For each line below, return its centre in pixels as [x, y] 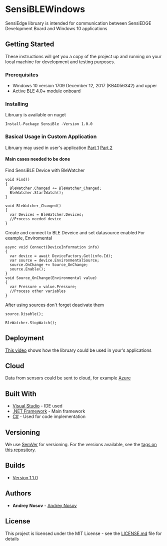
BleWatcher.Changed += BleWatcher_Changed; [55, 188]
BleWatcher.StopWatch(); [31, 323]
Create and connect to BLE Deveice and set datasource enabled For [75, 232]
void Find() [17, 179]
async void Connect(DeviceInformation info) [52, 247]
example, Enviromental [29, 238]
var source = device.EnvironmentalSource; [54, 260]
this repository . [21, 450]
